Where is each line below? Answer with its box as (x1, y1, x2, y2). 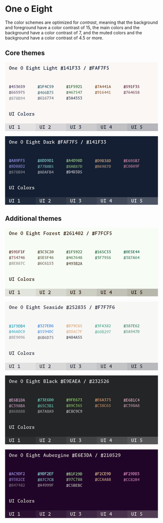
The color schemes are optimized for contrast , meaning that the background (5, 19, 158, 25)
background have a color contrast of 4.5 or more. (5, 35, 103, 41)
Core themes (5, 49, 45, 57)
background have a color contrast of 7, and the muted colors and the (5, 30, 142, 35)
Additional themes (5, 214, 62, 223)
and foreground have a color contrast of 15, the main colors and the (5, 24, 140, 30)
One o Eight (5, 3, 53, 15)
